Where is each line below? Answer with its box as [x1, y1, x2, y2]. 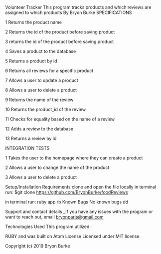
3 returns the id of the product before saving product [5, 38, 114, 44]
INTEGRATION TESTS [5, 145, 50, 151]
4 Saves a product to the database [5, 48, 76, 54]
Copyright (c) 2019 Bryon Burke [5, 243, 70, 249]
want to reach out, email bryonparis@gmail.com [5, 214, 104, 219]
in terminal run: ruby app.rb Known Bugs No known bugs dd [5, 199, 129, 204]
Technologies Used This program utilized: [5, 223, 91, 229]
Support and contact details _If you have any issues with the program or [5, 208, 153, 214]
